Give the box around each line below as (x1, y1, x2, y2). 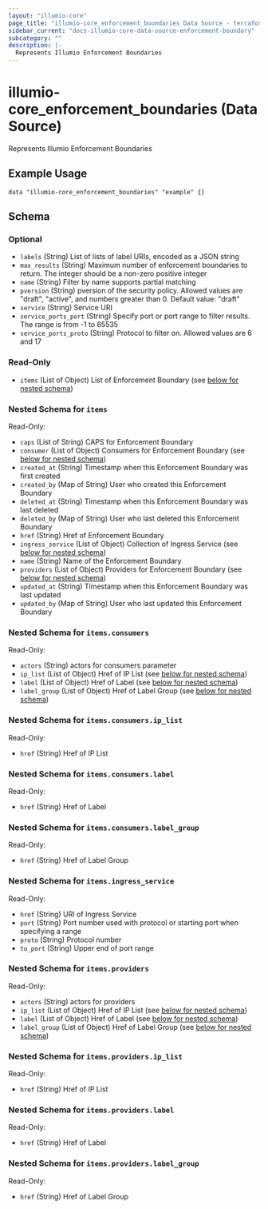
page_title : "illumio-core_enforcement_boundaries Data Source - (8, 19, 230, 27)
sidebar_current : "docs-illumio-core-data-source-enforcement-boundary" (8, 26, 255, 34)
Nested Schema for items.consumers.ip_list (8, 715, 183, 726)
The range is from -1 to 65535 (19, 320, 118, 329)
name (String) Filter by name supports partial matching (19, 277, 197, 287)
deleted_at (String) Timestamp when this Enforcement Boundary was (19, 497, 249, 506)
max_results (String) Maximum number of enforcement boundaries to (19, 261, 248, 270)
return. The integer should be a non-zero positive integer (19, 269, 207, 278)
